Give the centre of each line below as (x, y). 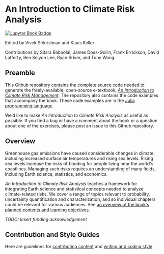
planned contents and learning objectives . (48, 210)
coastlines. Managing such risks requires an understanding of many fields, (81, 169)
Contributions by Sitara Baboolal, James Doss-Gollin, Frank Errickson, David (82, 52)
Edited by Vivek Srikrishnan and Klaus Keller (50, 42)
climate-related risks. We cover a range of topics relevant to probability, (78, 194)
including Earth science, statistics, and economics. (56, 174)
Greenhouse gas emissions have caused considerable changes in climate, (80, 153)
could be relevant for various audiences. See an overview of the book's (77, 204)
